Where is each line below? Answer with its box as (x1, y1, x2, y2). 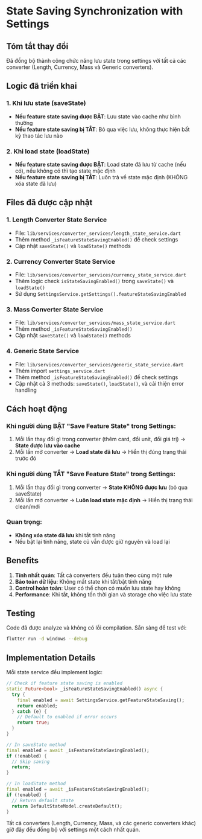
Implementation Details (6, 652, 96, 663)
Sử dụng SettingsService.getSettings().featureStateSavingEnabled (14, 290, 186, 297)
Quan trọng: (6, 518, 42, 526)
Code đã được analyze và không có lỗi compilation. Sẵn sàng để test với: (6, 624, 187, 631)
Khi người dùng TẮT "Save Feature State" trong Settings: (6, 470, 176, 478)
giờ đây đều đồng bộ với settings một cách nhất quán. (6, 826, 140, 834)
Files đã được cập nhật (6, 197, 93, 208)
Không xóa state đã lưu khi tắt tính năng (14, 531, 116, 538)
